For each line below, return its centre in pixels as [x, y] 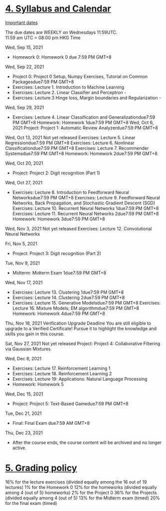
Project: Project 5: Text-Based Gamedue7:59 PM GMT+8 [70, 403]
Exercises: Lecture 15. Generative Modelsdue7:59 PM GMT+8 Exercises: [86, 303]
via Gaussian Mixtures [28, 349]
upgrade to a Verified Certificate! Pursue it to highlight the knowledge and [81, 328]
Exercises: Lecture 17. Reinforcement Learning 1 [61, 368]
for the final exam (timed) [31, 503]
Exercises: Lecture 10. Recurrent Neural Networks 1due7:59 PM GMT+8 [85, 208]
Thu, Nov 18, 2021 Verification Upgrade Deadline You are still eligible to [78, 323]
